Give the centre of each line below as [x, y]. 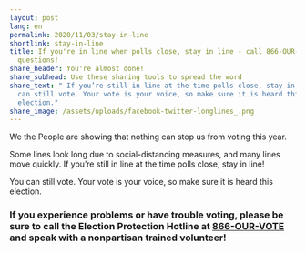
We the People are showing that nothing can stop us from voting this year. [148, 137]
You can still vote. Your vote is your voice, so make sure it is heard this [141, 182]
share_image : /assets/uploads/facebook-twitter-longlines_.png [132, 111]
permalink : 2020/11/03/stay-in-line [79, 35]
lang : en [26, 26]
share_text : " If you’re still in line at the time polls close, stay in [153, 86]
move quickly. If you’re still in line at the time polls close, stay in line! [137, 164]
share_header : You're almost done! [77, 69]
